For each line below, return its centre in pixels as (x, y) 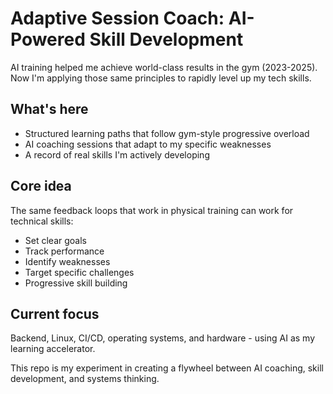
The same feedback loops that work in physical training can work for (152, 210)
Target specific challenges (79, 272)
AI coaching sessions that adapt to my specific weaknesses (148, 144)
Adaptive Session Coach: (117, 18)
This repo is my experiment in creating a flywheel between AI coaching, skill (167, 368)
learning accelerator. (53, 349)
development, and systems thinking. (85, 379)
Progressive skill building (76, 283)
